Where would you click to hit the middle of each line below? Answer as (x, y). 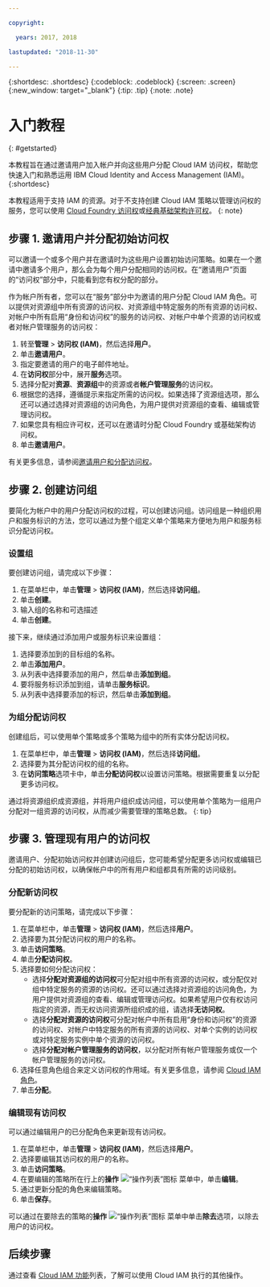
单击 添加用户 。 (45, 664)
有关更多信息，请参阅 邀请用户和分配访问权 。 (82, 462)
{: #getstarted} (33, 148)
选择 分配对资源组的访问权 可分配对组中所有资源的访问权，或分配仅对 (145, 979)
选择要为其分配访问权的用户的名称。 (80, 938)
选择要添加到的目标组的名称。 (69, 654)
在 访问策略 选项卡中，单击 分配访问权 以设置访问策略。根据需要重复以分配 (139, 773)
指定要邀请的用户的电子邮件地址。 (76, 364)
